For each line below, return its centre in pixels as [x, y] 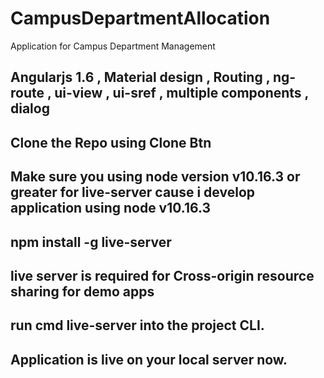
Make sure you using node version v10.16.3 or [155, 177]
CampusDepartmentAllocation [140, 18]
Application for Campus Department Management [113, 46]
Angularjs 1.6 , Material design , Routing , [140, 77]
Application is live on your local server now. [149, 359]
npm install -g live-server [91, 242]
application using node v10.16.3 [111, 208]
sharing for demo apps [82, 291]
